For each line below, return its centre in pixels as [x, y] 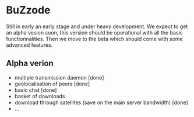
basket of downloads [40, 96]
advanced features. [29, 45]
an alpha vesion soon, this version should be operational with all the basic [95, 32]
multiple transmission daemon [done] [59, 77]
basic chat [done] [36, 90]
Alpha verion [30, 63]
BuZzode [28, 10]
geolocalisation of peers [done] [52, 84]
